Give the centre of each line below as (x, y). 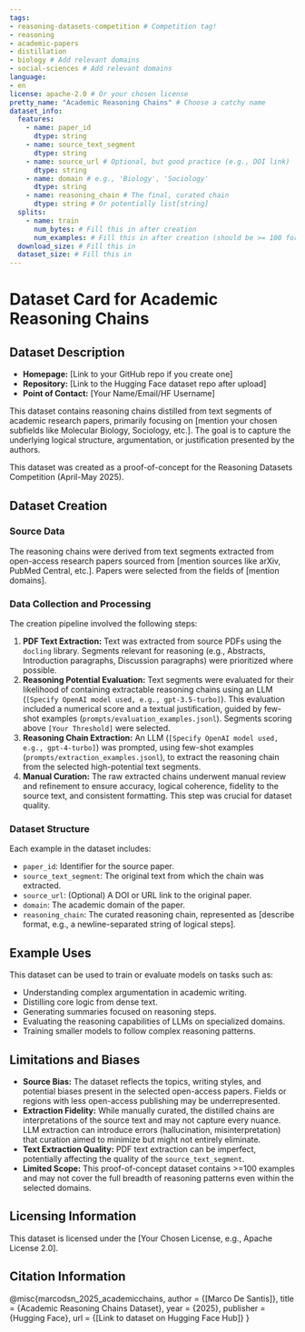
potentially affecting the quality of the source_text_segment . (133, 1159)
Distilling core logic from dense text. (90, 1002)
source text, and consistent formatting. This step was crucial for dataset (157, 796)
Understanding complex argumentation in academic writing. (134, 993)
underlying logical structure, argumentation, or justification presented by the (152, 440)
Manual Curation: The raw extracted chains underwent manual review (154, 776)
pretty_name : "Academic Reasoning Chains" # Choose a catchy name (138, 102)
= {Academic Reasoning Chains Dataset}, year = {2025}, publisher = (138, 1308)
